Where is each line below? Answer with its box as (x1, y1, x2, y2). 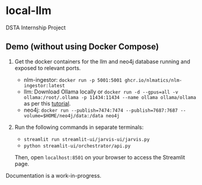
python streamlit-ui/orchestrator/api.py (23, 143, 131, 149)
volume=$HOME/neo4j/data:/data (23, 112, 104, 119)
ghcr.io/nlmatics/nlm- (124, 77, 182, 83)
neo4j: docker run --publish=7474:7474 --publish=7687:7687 (23, 106, 178, 114)
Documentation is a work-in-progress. (5, 172, 102, 179)
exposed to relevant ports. (14, 64, 81, 71)
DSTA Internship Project (5, 24, 66, 31)
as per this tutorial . (23, 100, 71, 107)
